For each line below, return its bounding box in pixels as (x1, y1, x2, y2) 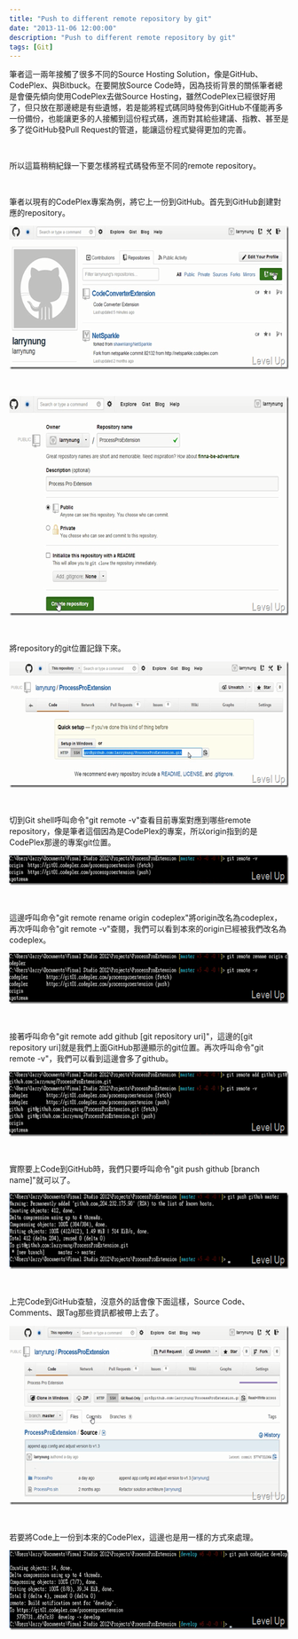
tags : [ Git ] (9, 43, 53, 51)
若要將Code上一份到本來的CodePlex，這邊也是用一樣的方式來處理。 (9, 1532, 259, 1543)
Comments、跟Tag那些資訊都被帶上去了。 (9, 1307, 164, 1318)
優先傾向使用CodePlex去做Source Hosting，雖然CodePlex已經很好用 (24, 91, 277, 102)
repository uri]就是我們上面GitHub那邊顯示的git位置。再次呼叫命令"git (9, 1043, 264, 1053)
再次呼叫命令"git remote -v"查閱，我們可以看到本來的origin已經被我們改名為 (9, 924, 286, 934)
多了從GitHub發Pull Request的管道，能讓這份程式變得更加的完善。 (9, 124, 251, 135)
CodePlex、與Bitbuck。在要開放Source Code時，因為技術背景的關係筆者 (9, 80, 275, 91)
